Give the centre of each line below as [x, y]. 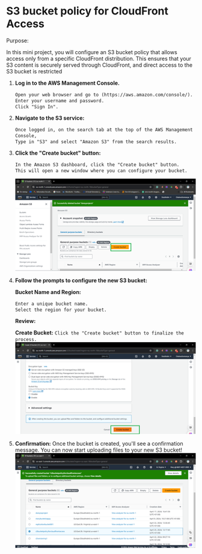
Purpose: [17, 40]
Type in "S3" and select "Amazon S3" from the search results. [96, 142]
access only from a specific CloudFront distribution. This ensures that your [99, 58]
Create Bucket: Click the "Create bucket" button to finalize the [99, 333]
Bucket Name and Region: [48, 292]
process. [26, 340]
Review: [25, 321]
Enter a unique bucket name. [51, 304]
